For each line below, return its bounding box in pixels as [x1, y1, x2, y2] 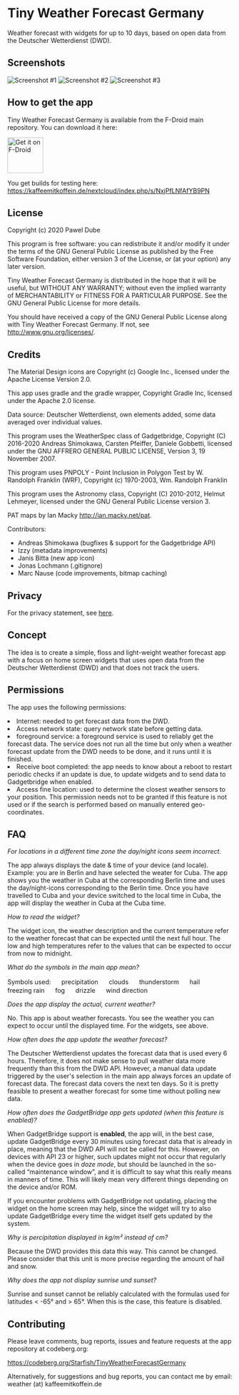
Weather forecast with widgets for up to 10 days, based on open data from [7, 29, 226, 37]
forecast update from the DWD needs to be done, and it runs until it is [7, 747, 212, 755]
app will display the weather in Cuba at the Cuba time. [7, 899, 166, 907]
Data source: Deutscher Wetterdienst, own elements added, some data [7, 410, 216, 419]
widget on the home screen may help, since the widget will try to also [7, 1204, 212, 1213]
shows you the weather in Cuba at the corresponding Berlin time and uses [7, 876, 225, 885]
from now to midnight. [7, 949, 73, 958]
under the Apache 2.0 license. [7, 397, 96, 405]
